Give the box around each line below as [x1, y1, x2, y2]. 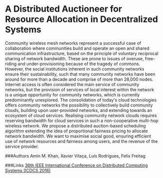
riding [5, 61, 17, 67]
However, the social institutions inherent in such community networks [5, 66, 145, 71]
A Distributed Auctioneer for [5, 3, 123, 15]
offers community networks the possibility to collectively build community [5, 102, 153, 108]
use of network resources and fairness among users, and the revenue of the [5, 138, 158, 144]
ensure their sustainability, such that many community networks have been [5, 71, 156, 77]
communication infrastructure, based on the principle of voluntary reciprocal [5, 50, 159, 56]
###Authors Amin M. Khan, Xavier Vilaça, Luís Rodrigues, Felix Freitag [5, 153, 146, 159]
